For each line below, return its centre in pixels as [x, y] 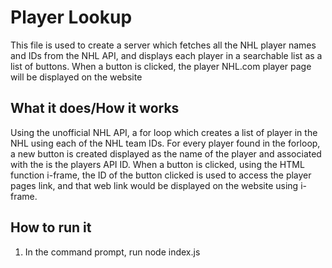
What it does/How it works [95, 108]
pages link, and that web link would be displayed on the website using [154, 185]
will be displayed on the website [76, 77]
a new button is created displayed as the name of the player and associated [166, 153]
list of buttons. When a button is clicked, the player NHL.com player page [161, 66]
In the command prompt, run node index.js [112, 252]
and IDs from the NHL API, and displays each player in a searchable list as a [166, 55]
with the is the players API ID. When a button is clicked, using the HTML [157, 164]
